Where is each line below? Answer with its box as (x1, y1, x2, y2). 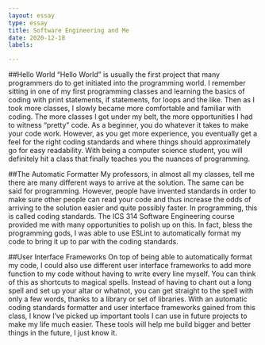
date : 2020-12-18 (8, 33, 66, 42)
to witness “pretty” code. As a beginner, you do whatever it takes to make (8, 121, 249, 130)
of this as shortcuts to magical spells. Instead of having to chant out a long (8, 278, 252, 287)
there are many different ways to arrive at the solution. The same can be (8, 178, 244, 187)
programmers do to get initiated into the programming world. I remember (8, 79, 246, 88)
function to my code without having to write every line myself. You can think (8, 269, 256, 278)
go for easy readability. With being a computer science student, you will (8, 146, 244, 155)
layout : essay (8, 11, 56, 20)
